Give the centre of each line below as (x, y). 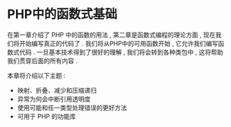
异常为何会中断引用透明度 (54, 99)
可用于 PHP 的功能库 (46, 116)
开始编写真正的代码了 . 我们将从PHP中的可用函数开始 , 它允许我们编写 (119, 43)
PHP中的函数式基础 (62, 14)
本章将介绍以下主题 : (36, 75)
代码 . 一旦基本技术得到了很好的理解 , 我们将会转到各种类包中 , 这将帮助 (121, 52)
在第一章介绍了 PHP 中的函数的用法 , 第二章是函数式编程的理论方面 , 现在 (111, 35)
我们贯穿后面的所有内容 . (42, 60)
